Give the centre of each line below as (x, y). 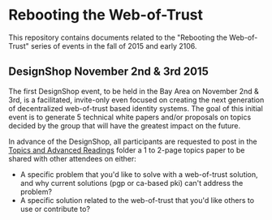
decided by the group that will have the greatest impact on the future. (125, 125)
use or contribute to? (55, 209)
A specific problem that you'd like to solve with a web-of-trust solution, (139, 174)
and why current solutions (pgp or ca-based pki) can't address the (132, 183)
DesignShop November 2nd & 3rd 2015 (108, 72)
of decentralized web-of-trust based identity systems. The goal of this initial (136, 108)
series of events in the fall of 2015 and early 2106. (114, 45)
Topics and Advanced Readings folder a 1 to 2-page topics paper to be (127, 150)
